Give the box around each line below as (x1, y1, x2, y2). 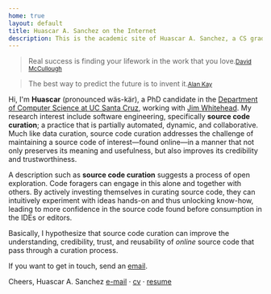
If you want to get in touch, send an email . (8, 261, 148, 271)
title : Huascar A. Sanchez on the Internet (8, 27, 157, 35)
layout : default (8, 19, 63, 27)
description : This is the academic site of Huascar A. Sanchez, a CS (8, 34, 248, 43)
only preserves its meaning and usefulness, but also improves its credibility (8, 146, 258, 155)
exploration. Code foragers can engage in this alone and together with (8, 179, 242, 188)
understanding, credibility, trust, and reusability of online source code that (8, 237, 255, 246)
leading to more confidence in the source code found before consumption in (8, 205, 262, 214)
